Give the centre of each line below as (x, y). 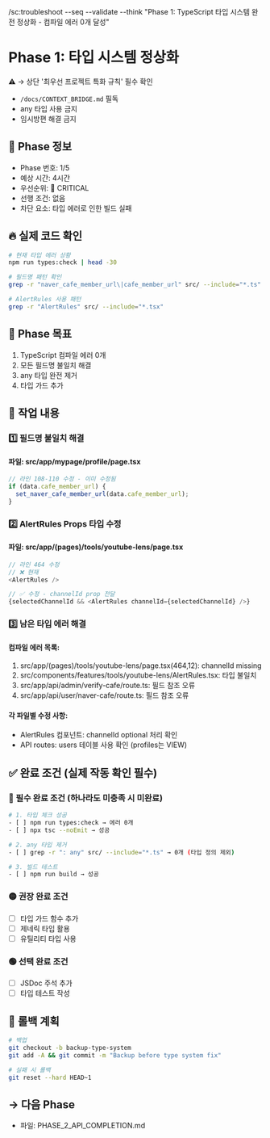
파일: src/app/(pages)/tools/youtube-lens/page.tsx (96, 547)
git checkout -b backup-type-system (70, 1048)
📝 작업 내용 (34, 413)
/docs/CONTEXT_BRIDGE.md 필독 (69, 99)
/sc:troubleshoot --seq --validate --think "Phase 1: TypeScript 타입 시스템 (129, 12)
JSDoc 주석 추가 (46, 983)
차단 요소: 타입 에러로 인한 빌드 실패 (76, 208)
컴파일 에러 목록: (34, 647)
